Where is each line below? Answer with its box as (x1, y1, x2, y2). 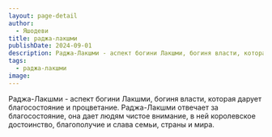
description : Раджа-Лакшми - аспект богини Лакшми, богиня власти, (8, 49, 241, 57)
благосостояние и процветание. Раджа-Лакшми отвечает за (8, 102, 219, 112)
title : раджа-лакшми (8, 34, 79, 43)
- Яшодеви (15, 27, 49, 35)
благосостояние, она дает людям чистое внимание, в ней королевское (8, 110, 257, 121)
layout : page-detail (8, 11, 79, 20)
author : (8, 19, 35, 27)
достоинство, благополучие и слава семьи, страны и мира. (8, 119, 215, 129)
